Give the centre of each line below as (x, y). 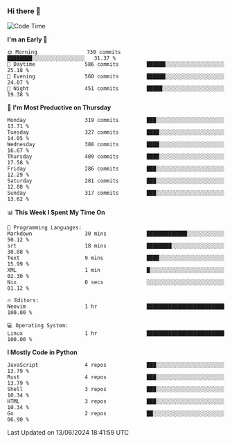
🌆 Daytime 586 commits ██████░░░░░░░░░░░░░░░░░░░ (116, 64)
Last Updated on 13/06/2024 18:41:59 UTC (68, 433)
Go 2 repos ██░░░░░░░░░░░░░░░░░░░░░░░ (116, 414)
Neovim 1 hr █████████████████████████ (116, 307)
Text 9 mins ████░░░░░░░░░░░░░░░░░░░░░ (116, 258)
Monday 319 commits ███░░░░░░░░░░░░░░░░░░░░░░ (116, 121)
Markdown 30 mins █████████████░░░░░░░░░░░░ (116, 234)
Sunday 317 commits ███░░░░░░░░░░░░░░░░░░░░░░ (116, 193)
